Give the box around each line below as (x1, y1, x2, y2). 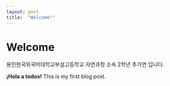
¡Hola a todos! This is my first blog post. (6, 73, 107, 80)
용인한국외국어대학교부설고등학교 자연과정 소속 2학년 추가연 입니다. (6, 61, 165, 68)
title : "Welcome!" (6, 14, 55, 20)
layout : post (6, 8, 39, 15)
